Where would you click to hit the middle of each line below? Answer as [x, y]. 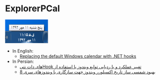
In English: [23, 51]
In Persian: [23, 61]
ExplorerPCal [32, 9]
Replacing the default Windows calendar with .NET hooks [78, 56]
